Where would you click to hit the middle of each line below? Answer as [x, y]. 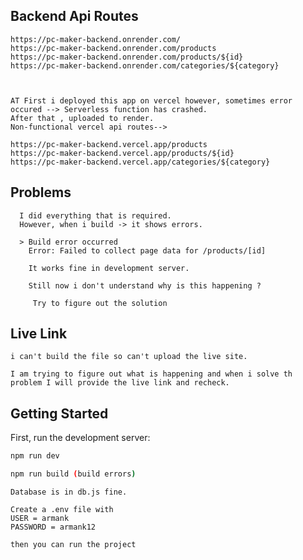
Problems [41, 192]
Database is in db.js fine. [69, 492]
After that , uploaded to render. [82, 118]
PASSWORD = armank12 [53, 527]
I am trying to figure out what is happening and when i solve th [151, 374]
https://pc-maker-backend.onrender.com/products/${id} [127, 57]
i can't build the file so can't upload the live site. [129, 357]
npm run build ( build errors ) [73, 474]
